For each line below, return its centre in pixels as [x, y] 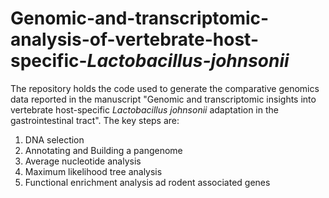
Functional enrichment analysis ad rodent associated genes [147, 182]
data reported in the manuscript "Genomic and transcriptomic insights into [163, 99]
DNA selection [54, 139]
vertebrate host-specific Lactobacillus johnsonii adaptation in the [144, 109]
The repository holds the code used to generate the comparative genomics [165, 88]
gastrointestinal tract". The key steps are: [95, 120]
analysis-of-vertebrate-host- [134, 39]
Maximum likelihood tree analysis [93, 171]
